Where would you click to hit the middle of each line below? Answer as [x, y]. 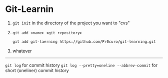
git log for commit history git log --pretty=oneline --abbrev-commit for [81, 65]
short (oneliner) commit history [37, 70]
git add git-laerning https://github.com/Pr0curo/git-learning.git [84, 41]
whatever [22, 51]
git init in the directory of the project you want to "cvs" [71, 23]
